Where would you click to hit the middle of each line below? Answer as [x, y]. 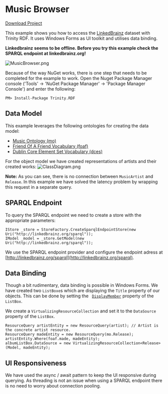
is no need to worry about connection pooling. [53, 386]
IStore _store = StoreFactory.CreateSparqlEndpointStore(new [71, 229]
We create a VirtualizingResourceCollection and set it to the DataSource [81, 311]
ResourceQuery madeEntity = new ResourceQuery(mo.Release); [70, 335]
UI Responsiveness [36, 363]
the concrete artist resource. [38, 330]
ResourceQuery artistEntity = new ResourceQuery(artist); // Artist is [82, 326]
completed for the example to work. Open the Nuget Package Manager [79, 78]
